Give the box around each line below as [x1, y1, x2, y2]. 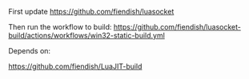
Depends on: [8, 46, 50, 55]
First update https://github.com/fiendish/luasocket [8, 7, 175, 16]
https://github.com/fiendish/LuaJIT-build [8, 61, 143, 71]
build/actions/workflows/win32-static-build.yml [8, 31, 166, 40]
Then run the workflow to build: [8, 22, 112, 31]
